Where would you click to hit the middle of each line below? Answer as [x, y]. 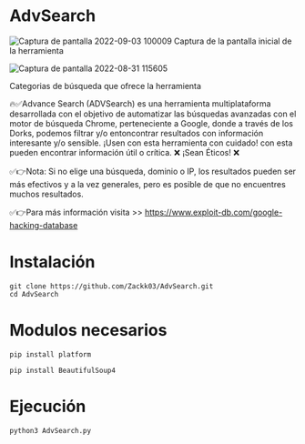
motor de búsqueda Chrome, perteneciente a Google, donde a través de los [152, 123]
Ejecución [48, 407]
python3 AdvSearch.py [51, 430]
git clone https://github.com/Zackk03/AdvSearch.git [112, 286]
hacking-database [44, 225]
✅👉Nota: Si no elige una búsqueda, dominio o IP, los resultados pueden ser [153, 171]
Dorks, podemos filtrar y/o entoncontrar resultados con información [137, 133]
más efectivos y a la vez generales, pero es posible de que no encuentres [148, 184]
